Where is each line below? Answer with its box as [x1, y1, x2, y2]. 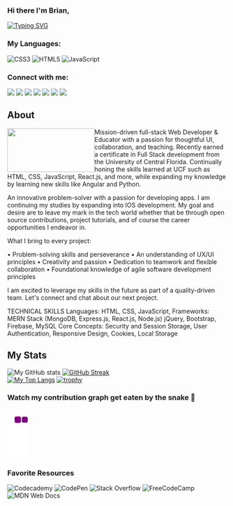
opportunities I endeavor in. [7, 223, 87, 231]
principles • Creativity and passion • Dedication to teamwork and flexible [7, 257, 218, 266]
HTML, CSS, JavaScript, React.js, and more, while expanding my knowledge [7, 172, 227, 180]
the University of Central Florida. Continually [94, 157, 222, 166]
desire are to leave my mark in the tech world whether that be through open [7, 208, 225, 217]
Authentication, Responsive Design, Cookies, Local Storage [7, 329, 178, 338]
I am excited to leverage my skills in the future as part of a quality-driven [7, 286, 216, 294]
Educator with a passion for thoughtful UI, [94, 135, 215, 143]
